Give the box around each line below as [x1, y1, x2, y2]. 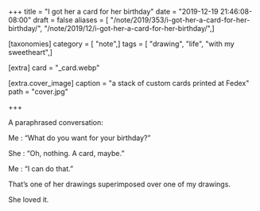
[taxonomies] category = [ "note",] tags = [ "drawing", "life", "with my [8, 39, 235, 49]
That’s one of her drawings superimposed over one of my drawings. [8, 179, 231, 189]
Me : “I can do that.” [8, 164, 74, 174]
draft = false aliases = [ [33, 15, 109, 25]
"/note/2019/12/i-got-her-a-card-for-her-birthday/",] [44, 24, 215, 33]
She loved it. [8, 195, 49, 204]
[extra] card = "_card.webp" [8, 63, 100, 72]
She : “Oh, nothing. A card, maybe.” [8, 149, 125, 158]
